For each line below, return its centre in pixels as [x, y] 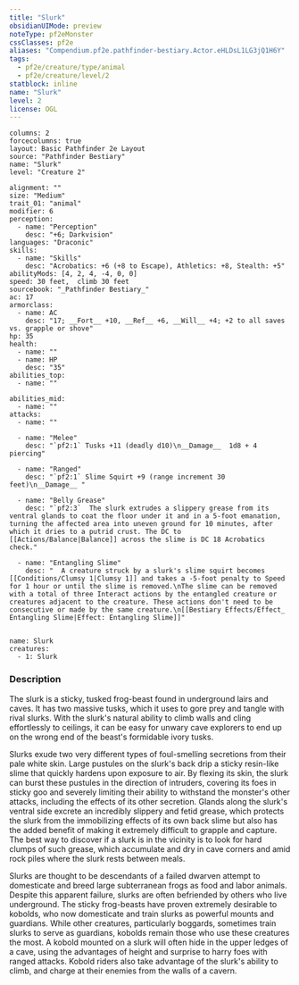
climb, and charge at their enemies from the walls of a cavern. [123, 971]
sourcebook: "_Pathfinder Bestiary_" [79, 290]
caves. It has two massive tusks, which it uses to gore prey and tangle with [147, 708]
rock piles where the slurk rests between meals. [97, 858]
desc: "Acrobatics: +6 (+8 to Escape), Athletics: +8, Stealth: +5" [155, 266]
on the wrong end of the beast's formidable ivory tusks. [112, 737]
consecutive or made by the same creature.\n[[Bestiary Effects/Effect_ [147, 610]
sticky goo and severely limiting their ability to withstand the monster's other [149, 792]
